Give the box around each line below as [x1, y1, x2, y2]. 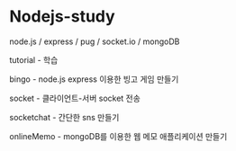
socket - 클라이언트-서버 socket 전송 [9, 93, 141, 103]
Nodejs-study [9, 6, 115, 27]
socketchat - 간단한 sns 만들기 [9, 111, 120, 122]
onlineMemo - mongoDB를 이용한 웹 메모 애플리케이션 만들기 [9, 130, 228, 141]
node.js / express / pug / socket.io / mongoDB [9, 36, 180, 47]
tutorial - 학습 [9, 54, 59, 65]
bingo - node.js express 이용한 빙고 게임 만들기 [9, 74, 179, 84]
